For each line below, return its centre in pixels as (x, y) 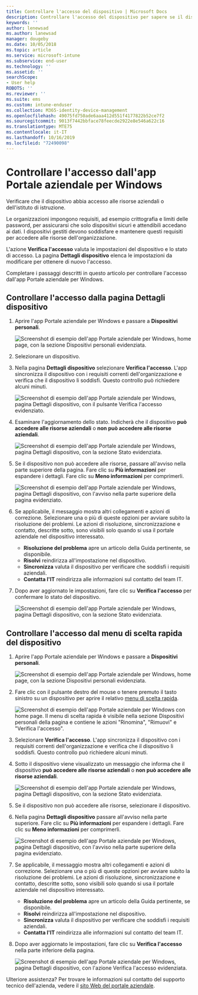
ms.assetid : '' (25, 72)
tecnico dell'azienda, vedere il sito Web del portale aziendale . (80, 986)
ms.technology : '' (29, 66)
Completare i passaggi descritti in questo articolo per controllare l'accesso (97, 273)
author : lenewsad (27, 28)
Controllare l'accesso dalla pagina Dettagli (86, 297)
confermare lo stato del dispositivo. (57, 597)
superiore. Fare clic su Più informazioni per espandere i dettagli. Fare (99, 823)
